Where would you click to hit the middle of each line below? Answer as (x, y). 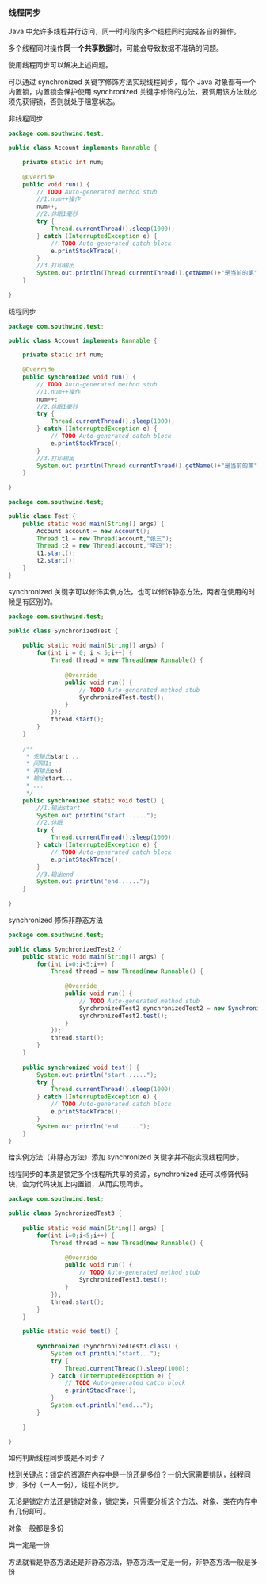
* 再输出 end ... (49, 771)
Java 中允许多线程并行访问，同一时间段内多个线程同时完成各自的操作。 (125, 31)
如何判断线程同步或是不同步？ (57, 1458)
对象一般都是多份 (36, 1528)
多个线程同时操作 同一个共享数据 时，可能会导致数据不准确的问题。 (116, 48)
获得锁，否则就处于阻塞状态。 (70, 102)
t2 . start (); (57, 561)
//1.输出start (59, 808)
